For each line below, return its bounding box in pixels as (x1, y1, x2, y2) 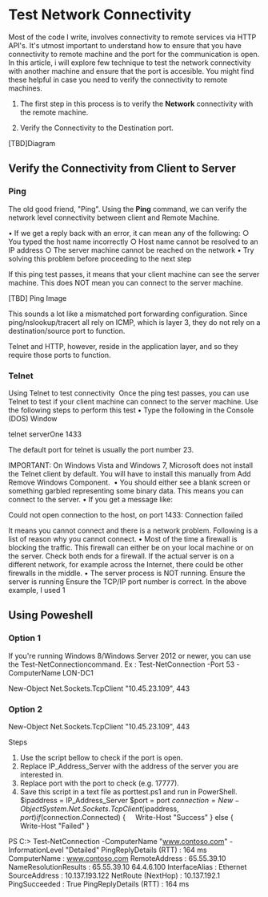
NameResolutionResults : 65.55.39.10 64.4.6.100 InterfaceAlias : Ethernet (8, 862, 247, 871)
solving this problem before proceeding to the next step (8, 254, 192, 263)
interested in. (19, 769, 64, 779)
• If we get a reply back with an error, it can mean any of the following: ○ (8, 228, 250, 237)
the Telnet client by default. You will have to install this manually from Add (8, 469, 251, 478)
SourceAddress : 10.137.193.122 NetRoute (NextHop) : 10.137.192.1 (8, 871, 220, 880)
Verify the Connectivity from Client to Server (8, 162, 236, 176)
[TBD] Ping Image (8, 293, 67, 302)
